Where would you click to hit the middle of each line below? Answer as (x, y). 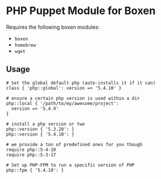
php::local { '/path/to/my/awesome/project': (62, 103)
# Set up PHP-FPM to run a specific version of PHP (70, 165)
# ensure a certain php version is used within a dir (73, 98)
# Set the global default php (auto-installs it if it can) (81, 83)
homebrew (25, 45)
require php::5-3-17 (31, 155)
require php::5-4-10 (31, 150)
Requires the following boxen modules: (53, 27)
